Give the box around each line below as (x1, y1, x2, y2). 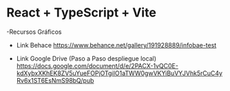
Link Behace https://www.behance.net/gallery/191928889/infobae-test (16, 41, 217, 49)
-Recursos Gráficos (6, 28, 62, 36)
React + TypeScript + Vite (6, 5, 156, 21)
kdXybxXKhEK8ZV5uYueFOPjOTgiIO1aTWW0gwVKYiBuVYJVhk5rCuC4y (16, 69, 223, 77)
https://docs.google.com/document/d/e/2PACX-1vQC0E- (16, 61, 178, 70)
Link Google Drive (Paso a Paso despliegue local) (16, 54, 156, 63)
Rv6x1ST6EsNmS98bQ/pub (16, 76, 94, 84)
